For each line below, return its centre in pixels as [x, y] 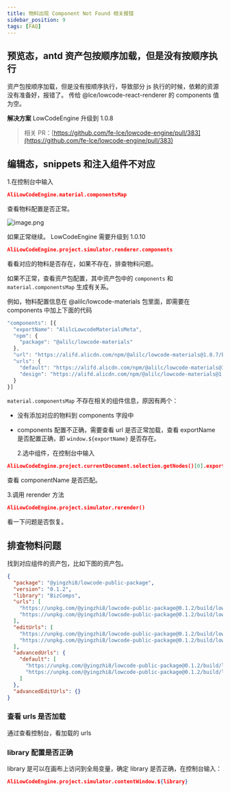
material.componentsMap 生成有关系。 [60, 286]
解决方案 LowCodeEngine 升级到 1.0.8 [61, 118]
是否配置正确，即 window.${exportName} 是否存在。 [88, 439]
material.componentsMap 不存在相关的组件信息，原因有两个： [93, 401]
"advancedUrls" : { [40, 653]
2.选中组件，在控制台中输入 [56, 453]
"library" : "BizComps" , [47, 596]
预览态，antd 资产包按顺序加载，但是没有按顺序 [108, 56]
